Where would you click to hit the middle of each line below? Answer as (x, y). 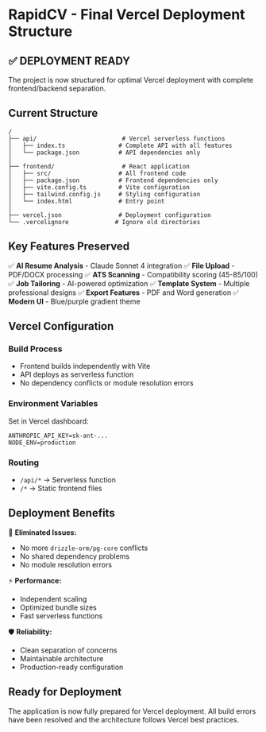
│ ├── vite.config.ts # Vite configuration (99, 187)
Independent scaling (53, 598)
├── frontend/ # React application (99, 166)
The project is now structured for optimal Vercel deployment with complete (131, 80)
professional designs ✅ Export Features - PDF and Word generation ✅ (124, 292)
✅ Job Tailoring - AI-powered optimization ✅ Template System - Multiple (129, 283)
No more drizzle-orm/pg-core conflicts (84, 548)
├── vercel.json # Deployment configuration (110, 215)
